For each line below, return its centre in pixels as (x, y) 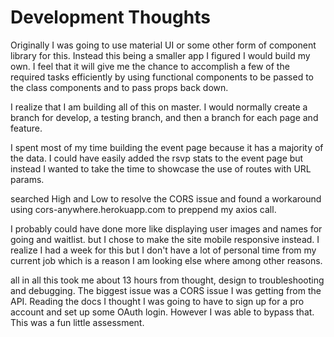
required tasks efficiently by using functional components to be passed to (162, 77)
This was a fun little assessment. (77, 322)
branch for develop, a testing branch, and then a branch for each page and (164, 117)
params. (27, 179)
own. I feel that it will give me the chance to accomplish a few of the (150, 66)
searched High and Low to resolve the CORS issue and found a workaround (166, 198)
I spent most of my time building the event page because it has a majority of (167, 147)
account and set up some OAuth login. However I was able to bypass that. (162, 312)
